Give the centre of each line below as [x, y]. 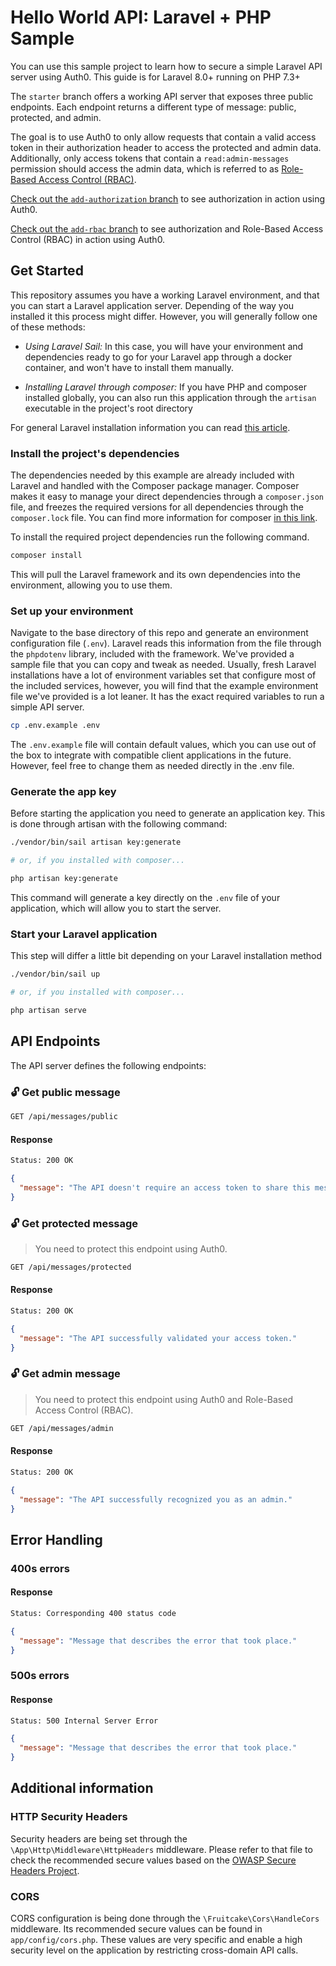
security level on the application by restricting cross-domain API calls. [154, 1950]
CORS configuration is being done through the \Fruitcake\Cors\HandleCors [165, 1918]
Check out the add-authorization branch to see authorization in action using [168, 198]
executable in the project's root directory [108, 408]
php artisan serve [48, 1011]
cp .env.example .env [55, 726]
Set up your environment [72, 611]
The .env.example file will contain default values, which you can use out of [163, 745]
